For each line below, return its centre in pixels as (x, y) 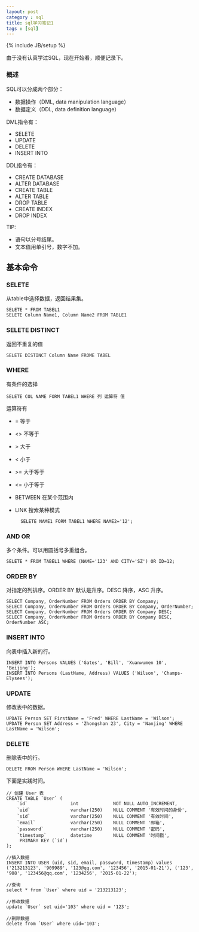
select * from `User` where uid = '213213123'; (67, 890)
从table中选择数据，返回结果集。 (46, 299)
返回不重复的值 (25, 344)
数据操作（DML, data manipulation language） (72, 102)
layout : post (22, 12)
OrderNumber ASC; (28, 623)
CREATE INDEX (33, 209)
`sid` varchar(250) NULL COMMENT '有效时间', (96, 817)
